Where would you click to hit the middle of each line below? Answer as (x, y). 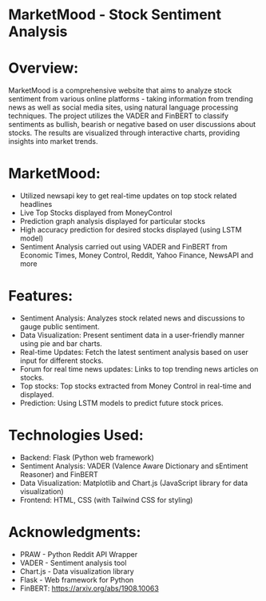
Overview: (44, 68)
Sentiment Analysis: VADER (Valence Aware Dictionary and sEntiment (134, 466)
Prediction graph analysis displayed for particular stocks (113, 221)
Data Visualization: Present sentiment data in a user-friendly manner (132, 335)
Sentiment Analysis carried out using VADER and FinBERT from (123, 247)
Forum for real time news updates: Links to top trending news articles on (139, 369)
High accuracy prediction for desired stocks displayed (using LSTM (131, 230)
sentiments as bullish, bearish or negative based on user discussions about (132, 125)
